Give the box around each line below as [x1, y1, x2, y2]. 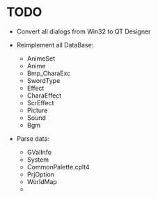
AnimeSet [26, 54, 56, 63]
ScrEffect [26, 98, 54, 107]
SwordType [26, 76, 61, 84]
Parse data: [16, 134, 50, 143]
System [26, 155, 49, 164]
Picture [26, 106, 48, 114]
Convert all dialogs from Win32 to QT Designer [16, 27, 151, 36]
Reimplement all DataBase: [16, 40, 94, 49]
